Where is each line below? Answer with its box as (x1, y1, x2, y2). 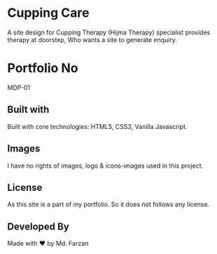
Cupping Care (7, 5, 90, 21)
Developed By (7, 220, 70, 232)
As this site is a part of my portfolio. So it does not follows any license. (7, 200, 210, 208)
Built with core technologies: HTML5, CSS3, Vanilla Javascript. (7, 122, 188, 131)
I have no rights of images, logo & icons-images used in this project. (7, 161, 204, 170)
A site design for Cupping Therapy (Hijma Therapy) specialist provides (7, 28, 211, 36)
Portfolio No (7, 60, 78, 76)
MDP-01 (7, 83, 31, 92)
